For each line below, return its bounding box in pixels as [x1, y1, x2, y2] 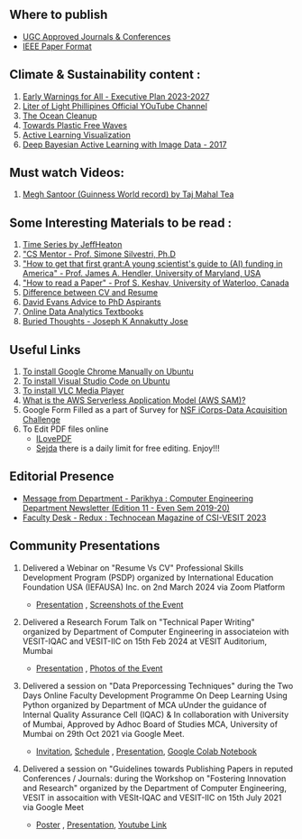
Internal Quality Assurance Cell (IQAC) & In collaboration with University [22, 709, 289, 720]
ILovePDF [35, 433, 72, 444]
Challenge [22, 415, 61, 425]
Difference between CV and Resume [22, 287, 159, 298]
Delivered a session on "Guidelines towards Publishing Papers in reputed [22, 763, 294, 774]
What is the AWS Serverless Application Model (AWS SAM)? [22, 395, 246, 406]
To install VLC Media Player [22, 386, 124, 396]
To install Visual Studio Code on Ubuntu [22, 376, 170, 387]
